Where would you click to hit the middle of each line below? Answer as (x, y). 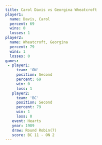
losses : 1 (20, 33)
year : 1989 (23, 126)
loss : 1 (24, 88)
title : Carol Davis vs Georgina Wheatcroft (51, 10)
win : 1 (23, 112)
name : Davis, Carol (30, 19)
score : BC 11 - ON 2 (33, 135)
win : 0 (23, 84)
